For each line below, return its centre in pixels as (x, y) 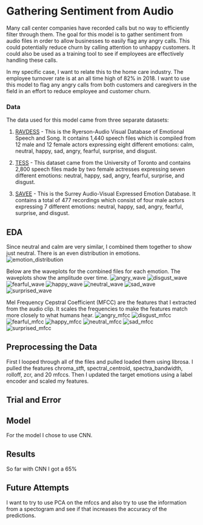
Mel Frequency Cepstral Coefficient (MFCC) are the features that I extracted (101, 302)
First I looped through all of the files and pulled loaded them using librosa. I (100, 362)
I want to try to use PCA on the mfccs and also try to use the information (96, 502)
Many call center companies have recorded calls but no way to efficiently (98, 28)
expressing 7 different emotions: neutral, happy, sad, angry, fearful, (99, 206)
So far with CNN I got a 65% (42, 469)
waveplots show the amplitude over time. (58, 278)
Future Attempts (38, 488)
